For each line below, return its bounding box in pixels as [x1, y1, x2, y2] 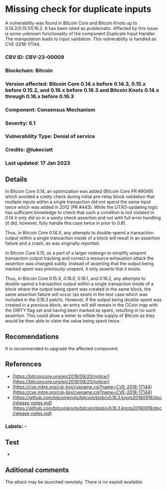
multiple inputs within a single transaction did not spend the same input [5, 199, 151, 205]
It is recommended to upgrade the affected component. [5, 345, 119, 351]
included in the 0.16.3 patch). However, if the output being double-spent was [5, 297, 162, 303]
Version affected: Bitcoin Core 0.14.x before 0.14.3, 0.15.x [5, 80, 146, 87]
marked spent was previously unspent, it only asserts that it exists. [5, 266, 142, 272]
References [5, 360, 42, 368]
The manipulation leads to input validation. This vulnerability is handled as [5, 36, 157, 42]
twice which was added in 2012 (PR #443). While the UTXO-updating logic [5, 204, 158, 210]
